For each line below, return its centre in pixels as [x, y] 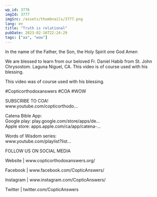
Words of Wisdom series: [31, 136]
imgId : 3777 [17, 14]
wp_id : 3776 [17, 10]
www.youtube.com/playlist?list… [38, 141]
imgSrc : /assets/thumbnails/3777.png [44, 19]
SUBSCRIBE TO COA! [27, 100]
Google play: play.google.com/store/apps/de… [52, 121]
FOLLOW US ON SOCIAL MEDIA [38, 151]
